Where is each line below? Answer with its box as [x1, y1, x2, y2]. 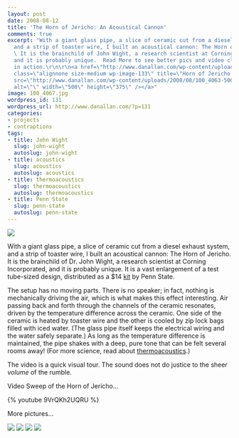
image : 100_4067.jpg [7, 90, 69, 97]
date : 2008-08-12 [7, 17, 59, 24]
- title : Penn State [7, 196, 69, 203]
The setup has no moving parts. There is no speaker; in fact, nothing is [7, 286, 215, 294]
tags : [7, 130, 23, 137]
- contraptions [7, 122, 53, 130]
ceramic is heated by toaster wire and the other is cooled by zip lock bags [7, 316, 224, 325]
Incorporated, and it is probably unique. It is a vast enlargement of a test [7, 264, 219, 273]
